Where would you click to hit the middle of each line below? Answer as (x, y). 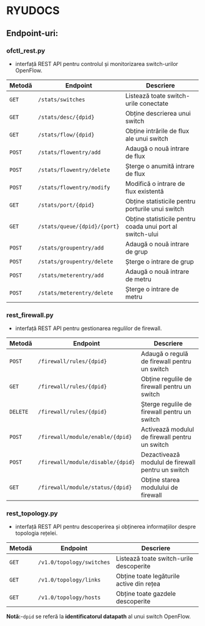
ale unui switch (147, 138)
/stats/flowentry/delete (74, 170)
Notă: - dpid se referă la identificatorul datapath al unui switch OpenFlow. (99, 617)
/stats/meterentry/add (71, 275)
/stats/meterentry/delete (76, 293)
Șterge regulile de (167, 404)
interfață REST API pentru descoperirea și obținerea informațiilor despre (106, 527)
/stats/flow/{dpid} (66, 134)
